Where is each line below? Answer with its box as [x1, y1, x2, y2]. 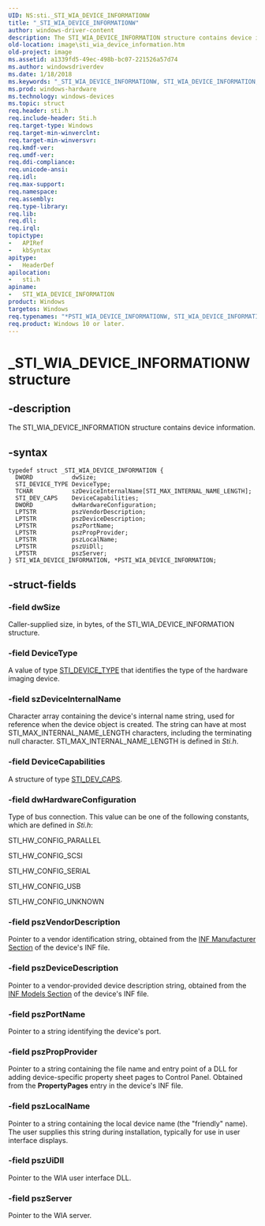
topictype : [8, 232, 44, 240]
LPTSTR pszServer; [15, 549, 108, 557]
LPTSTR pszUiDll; [15, 542, 104, 551]
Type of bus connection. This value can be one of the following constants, [8, 812, 250, 822]
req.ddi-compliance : [8, 159, 77, 167]
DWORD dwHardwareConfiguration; [15, 501, 157, 509]
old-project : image [8, 48, 73, 56]
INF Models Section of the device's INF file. [8, 988, 150, 999]
